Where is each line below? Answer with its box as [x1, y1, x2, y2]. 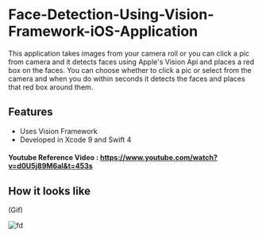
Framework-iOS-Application [8, 22, 198, 40]
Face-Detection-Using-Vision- [8, 6, 214, 24]
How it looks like [8, 184, 91, 197]
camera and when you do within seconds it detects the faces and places [8, 74, 246, 83]
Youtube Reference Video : [8, 153, 99, 162]
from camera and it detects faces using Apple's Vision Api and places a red [8, 57, 255, 67]
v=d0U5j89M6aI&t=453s [8, 161, 93, 171]
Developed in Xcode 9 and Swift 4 [19, 135, 132, 144]
